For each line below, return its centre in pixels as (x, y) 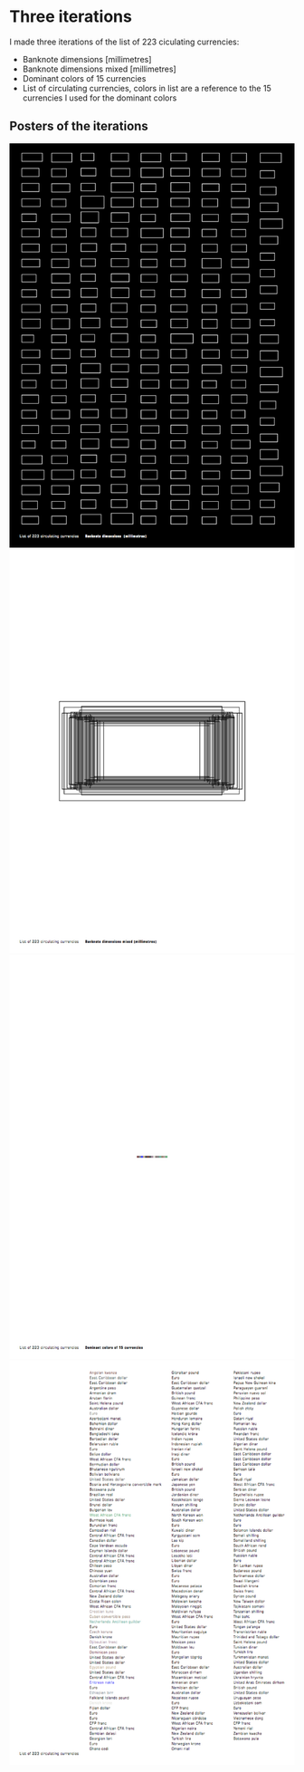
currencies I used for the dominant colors (100, 98)
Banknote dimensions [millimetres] (87, 59)
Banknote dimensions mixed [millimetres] (99, 69)
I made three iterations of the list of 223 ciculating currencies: (124, 42)
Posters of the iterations (79, 126)
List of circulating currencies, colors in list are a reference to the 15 (147, 88)
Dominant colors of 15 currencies (84, 78)
